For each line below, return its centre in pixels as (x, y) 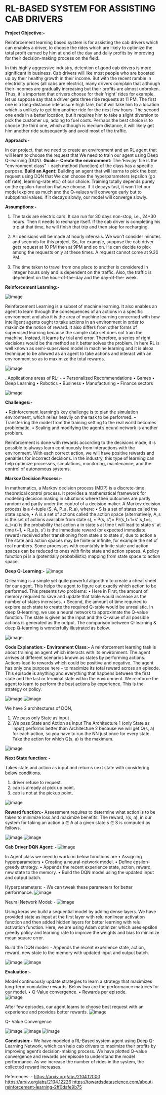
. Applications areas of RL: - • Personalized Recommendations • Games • (80, 378)
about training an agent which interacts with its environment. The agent (78, 652)
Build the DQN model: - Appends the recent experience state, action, (75, 947)
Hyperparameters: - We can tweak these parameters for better (69, 887)
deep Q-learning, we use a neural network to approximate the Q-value (77, 612)
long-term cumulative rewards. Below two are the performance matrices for (82, 986)
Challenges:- (19, 402)
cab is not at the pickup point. (42, 793)
